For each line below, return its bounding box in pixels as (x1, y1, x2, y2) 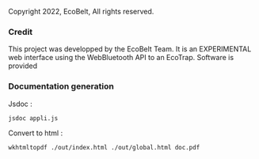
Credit (8, 26, 33, 37)
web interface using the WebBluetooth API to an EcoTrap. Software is (8, 53, 234, 62)
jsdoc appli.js (8, 114, 59, 122)
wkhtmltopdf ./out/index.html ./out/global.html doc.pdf (8, 143, 200, 151)
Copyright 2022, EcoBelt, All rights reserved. (8, 7, 154, 16)
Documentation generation (8, 81, 115, 92)
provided (8, 61, 38, 70)
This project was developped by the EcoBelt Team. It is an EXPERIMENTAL (8, 44, 252, 54)
